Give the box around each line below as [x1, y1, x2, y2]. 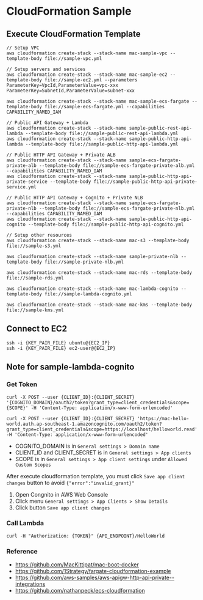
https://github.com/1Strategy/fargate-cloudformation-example [15, 568, 172, 575]
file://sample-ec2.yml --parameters [45, 77, 138, 83]
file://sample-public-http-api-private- [93, 179, 198, 185]
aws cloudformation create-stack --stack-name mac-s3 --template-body [6, 237, 190, 243]
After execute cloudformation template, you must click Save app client [6, 472, 185, 480]
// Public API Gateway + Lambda [6, 120, 88, 126]
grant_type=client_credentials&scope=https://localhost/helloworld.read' [6, 426, 198, 432]
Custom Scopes [15, 462, 51, 468]
